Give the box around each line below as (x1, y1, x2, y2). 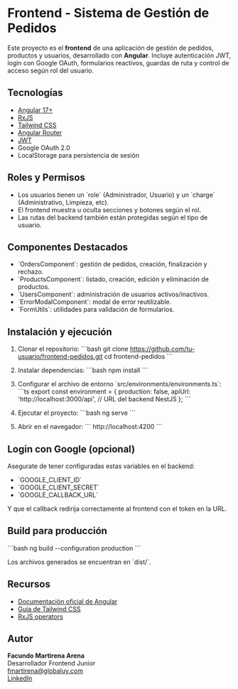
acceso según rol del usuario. (7, 66, 94, 75)
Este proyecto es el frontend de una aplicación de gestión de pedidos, (7, 43, 215, 52)
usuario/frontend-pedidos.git (17, 352, 103, 361)
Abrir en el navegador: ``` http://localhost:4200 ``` (17, 423, 163, 431)
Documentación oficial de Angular (17, 597, 118, 605)
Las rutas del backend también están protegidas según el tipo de (17, 213, 208, 222)
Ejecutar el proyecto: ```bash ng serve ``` (17, 408, 136, 417)
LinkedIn (7, 674, 33, 683)
